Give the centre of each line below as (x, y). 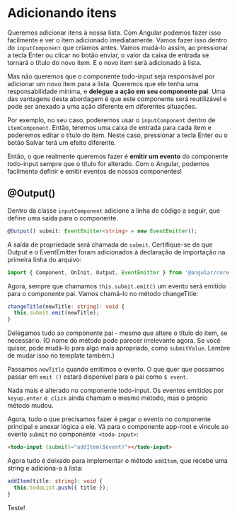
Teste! (17, 507)
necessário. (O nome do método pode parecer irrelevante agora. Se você (114, 341)
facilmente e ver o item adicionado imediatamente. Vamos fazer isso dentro (117, 40)
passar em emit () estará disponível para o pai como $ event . (98, 377)
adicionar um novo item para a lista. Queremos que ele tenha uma (103, 83)
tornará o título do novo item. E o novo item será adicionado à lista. (104, 62)
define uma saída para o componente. (63, 218)
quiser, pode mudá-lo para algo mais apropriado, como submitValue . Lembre (119, 348)
